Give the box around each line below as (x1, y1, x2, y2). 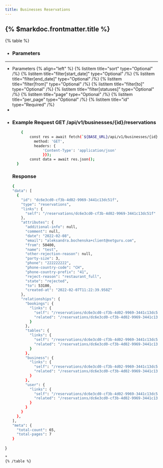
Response (12, 173, 36, 179)
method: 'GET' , (33, 139, 65, 144)
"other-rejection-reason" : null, (25, 252, 93, 257)
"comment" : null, (25, 229, 61, 234)
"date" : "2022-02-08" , (25, 233, 71, 238)
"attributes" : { (21, 220, 54, 225)
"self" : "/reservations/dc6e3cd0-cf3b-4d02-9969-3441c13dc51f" (25, 211, 156, 216)
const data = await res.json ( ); (30, 157, 95, 162)
